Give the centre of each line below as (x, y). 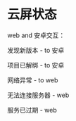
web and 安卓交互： (36, 35)
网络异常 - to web (33, 80)
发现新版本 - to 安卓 (36, 50)
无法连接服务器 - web (38, 95)
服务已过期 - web (32, 110)
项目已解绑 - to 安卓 (36, 65)
